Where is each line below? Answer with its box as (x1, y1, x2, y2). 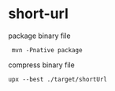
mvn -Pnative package (11, 46, 83, 54)
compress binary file (8, 60, 75, 70)
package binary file (8, 31, 71, 40)
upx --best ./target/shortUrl (8, 75, 108, 83)
